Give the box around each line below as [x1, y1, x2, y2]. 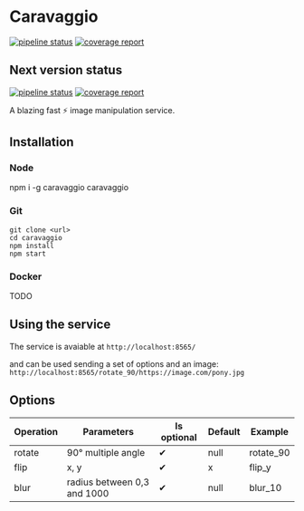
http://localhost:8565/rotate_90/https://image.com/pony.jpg [9, 368, 245, 377]
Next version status [9, 63, 123, 78]
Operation [14, 425, 59, 438]
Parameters [82, 425, 134, 438]
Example [250, 425, 290, 438]
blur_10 [248, 481, 282, 494]
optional [160, 430, 197, 443]
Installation [9, 134, 74, 150]
